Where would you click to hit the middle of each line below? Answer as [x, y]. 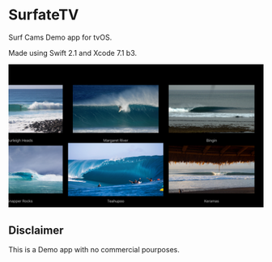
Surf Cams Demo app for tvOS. [60, 37]
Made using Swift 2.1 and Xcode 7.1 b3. [73, 53]
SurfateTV [44, 15]
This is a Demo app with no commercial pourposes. [94, 250]
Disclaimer [36, 230]
